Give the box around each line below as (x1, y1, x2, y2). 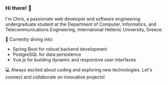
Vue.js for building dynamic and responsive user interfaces (12, 57, 136, 63)
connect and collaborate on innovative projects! (5, 74, 105, 80)
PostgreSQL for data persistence (12, 51, 81, 57)
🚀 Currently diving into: (5, 36, 53, 42)
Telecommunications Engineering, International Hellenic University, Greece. (5, 27, 163, 33)
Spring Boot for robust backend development (12, 46, 108, 52)
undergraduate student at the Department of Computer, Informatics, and (5, 21, 156, 27)
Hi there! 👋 (5, 5, 32, 12)
